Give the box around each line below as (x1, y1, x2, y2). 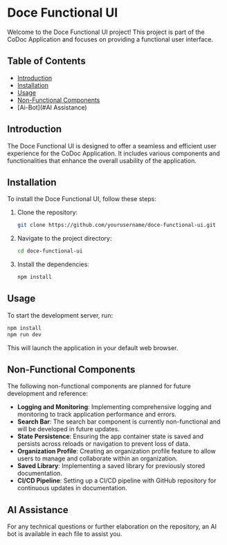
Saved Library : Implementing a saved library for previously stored (17, 462, 206, 470)
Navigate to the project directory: (17, 234, 112, 243)
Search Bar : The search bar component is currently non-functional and (17, 417, 221, 426)
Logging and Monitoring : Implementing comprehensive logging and (17, 403, 212, 411)
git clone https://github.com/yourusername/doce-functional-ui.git (17, 222, 216, 229)
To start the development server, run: (7, 311, 113, 320)
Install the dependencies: (17, 260, 90, 268)
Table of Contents (7, 55, 87, 67)
